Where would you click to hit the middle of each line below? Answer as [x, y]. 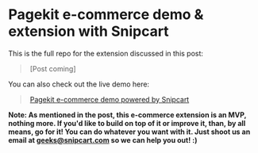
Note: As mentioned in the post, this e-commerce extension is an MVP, [127, 115]
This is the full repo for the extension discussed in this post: [106, 53]
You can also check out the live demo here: [79, 84]
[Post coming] [53, 68]
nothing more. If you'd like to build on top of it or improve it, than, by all [127, 123]
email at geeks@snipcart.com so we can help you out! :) [103, 140]
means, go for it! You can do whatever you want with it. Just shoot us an [129, 132]
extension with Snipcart [89, 31]
